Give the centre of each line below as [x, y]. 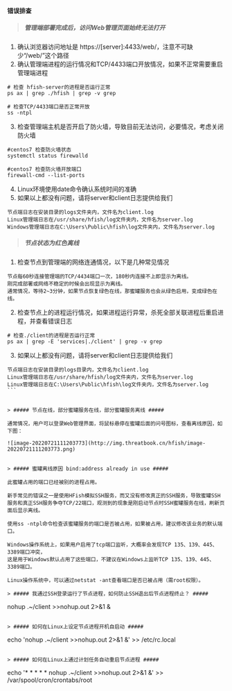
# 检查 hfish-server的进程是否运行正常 [59, 87]
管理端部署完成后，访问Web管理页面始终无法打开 [95, 28]
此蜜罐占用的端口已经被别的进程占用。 [54, 482]
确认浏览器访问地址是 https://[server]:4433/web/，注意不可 [102, 47]
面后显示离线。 [25, 510]
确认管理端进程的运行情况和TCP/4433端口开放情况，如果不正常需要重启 [120, 64]
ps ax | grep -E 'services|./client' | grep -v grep [85, 341]
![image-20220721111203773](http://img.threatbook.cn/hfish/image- [107, 443]
